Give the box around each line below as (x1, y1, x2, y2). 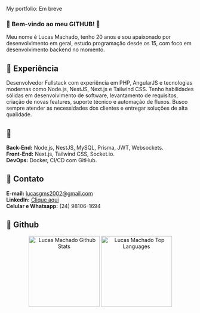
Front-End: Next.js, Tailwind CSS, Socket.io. (6, 150, 115, 157)
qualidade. (6, 111, 32, 118)
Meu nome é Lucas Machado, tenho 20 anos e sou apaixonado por (6, 33, 171, 41)
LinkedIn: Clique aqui (6, 196, 59, 203)
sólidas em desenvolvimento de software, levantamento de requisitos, (6, 92, 179, 99)
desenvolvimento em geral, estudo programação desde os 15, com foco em (6, 40, 192, 47)
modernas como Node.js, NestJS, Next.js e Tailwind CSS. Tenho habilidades (6, 86, 194, 93)
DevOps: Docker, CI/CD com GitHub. (6, 156, 97, 163)
